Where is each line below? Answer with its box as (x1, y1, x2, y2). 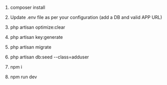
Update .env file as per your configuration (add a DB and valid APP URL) (10, 14, 162, 20)
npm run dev (10, 74, 37, 80)
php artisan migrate (10, 44, 52, 50)
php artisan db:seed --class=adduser (10, 54, 89, 60)
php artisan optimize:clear (10, 24, 65, 30)
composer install (10, 5, 45, 10)
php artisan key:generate (10, 34, 63, 40)
